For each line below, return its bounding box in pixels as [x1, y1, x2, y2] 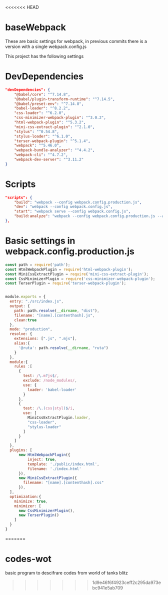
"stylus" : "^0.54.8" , [14, 129, 59, 134]
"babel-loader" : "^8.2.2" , [14, 106, 70, 111]
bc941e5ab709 [92, 584, 123, 590]
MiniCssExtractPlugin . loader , [27, 415, 91, 420]
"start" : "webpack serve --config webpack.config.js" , [14, 209, 131, 214]
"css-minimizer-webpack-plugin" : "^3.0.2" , [14, 115, 106, 120]
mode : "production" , [9, 327, 52, 332]
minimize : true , [14, 498, 48, 504]
